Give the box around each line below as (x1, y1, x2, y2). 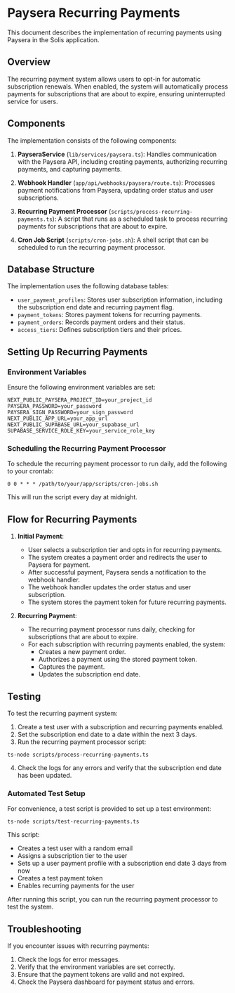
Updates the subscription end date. (38, 670, 141, 679)
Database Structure (7, 263, 95, 275)
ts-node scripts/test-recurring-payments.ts (7, 818, 140, 826)
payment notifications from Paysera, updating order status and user (17, 186, 214, 194)
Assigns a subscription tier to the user (17, 852, 128, 860)
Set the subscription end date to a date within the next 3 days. (17, 730, 198, 738)
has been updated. (17, 771, 72, 779)
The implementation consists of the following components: (7, 136, 177, 145)
